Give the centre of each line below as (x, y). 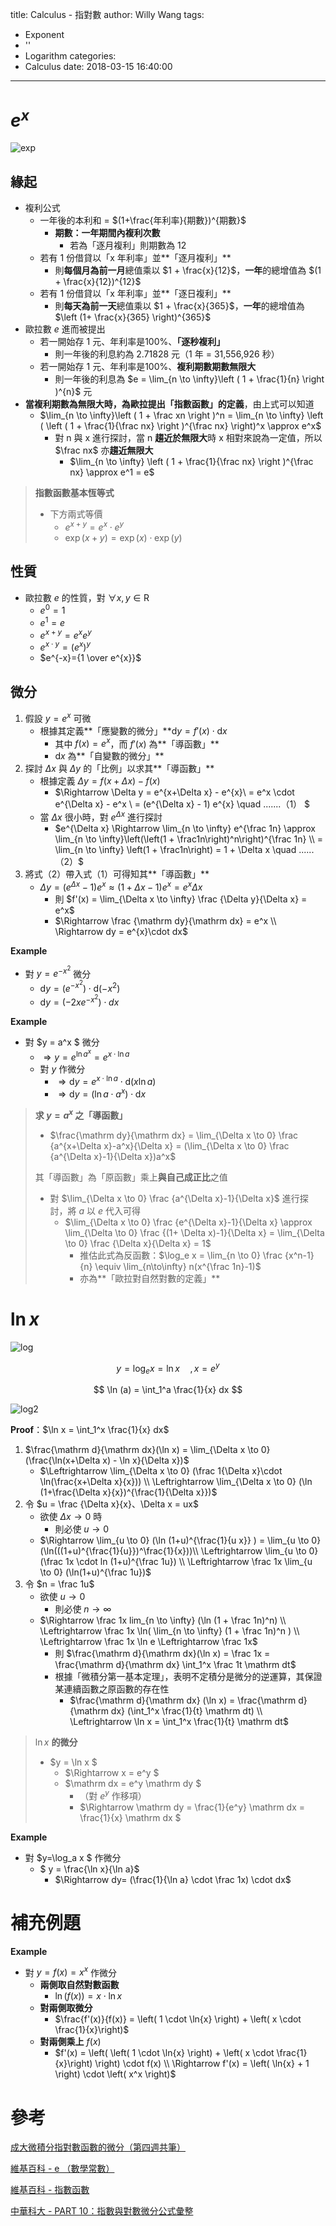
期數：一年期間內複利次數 (107, 233)
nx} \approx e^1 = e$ (112, 472)
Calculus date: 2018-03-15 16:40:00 (98, 66)
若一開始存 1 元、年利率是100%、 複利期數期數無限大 (148, 367)
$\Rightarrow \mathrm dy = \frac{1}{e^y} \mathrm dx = (192, 1807)
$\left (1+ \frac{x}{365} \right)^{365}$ (133, 317)
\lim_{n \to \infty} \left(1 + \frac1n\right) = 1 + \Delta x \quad (175, 849)
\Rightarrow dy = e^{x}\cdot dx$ (121, 931)
